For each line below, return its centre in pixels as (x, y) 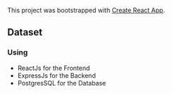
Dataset (25, 32)
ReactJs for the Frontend (54, 68)
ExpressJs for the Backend (57, 75)
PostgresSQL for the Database (62, 83)
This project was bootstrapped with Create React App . (86, 10)
